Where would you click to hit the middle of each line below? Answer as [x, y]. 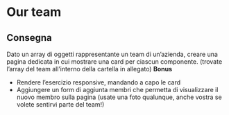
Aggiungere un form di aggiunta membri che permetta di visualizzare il [117, 90]
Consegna [29, 38]
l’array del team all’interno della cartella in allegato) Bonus [90, 69]
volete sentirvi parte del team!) [60, 104]
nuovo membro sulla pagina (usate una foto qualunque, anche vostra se [119, 97]
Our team [34, 12]
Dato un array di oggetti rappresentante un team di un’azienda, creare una [112, 54]
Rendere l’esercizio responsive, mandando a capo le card [99, 82]
